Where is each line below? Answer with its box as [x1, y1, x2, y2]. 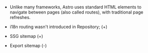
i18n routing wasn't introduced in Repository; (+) [9, 24, 108, 30]
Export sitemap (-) [9, 43, 47, 48]
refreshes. [9, 15, 31, 20]
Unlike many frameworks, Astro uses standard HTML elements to [9, 4, 142, 10]
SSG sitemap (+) [9, 34, 43, 39]
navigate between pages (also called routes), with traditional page [9, 9, 144, 15]
